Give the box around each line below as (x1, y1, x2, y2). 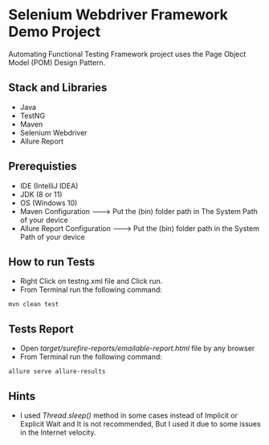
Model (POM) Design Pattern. (8, 58, 106, 67)
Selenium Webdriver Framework (8, 6, 229, 24)
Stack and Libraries (8, 81, 108, 95)
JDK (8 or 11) (19, 189, 63, 199)
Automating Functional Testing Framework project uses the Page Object (8, 49, 247, 59)
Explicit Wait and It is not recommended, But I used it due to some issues (19, 419, 261, 428)
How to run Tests (8, 255, 96, 269)
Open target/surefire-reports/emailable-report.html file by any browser (19, 343, 255, 354)
